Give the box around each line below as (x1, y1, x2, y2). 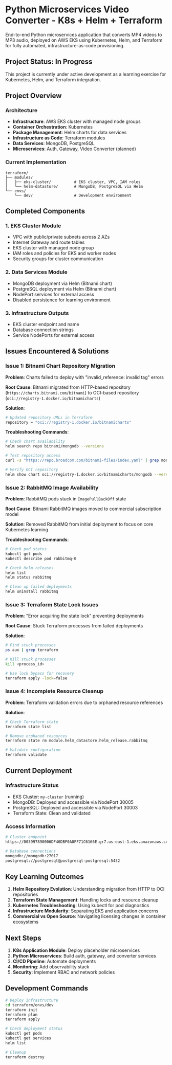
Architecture (5, 107, 38, 114)
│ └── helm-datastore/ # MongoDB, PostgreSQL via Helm (5, 184, 143, 189)
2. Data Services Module (5, 268, 68, 276)
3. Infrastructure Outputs (5, 310, 69, 317)
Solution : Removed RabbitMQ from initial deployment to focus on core (5, 521, 154, 527)
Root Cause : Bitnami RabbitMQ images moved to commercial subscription (5, 506, 162, 512)
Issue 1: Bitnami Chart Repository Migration (5, 363, 116, 370)
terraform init (5, 1007, 38, 1013)
